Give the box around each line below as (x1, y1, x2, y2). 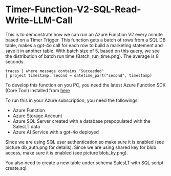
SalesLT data (12, 123, 40, 129)
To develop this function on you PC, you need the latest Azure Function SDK (5, 82, 166, 88)
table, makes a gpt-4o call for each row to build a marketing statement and (5, 42, 163, 48)
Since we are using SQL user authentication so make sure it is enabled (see (5, 139, 164, 145)
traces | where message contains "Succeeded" (5, 68, 104, 74)
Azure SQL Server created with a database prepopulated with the (12, 118, 151, 124)
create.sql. (5, 165, 28, 171)
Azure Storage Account (12, 113, 62, 119)
